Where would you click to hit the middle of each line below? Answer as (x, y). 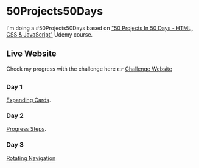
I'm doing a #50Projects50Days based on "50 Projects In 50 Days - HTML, (100, 28)
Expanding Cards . (29, 100)
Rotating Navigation (31, 158)
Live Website (31, 54)
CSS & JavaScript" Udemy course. (50, 34)
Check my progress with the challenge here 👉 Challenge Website (89, 69)
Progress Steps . (26, 129)
